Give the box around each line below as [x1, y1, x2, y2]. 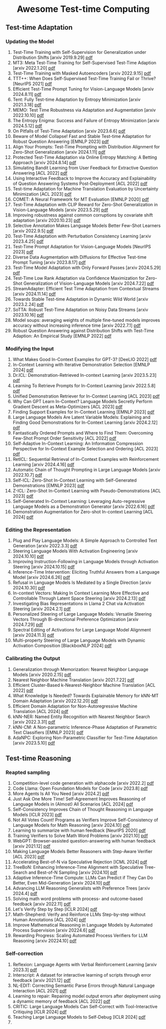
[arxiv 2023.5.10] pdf [12, 740, 55, 746]
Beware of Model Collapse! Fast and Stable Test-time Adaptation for [12, 133, 151, 139]
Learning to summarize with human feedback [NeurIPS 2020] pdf [12, 827, 146, 834]
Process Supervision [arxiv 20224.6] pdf [12, 927, 96, 933]
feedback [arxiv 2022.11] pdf [12, 901, 71, 907]
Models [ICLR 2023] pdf [12, 812, 62, 818]
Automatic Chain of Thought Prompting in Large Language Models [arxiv [12, 467, 161, 473]
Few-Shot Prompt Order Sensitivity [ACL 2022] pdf [12, 435, 117, 441]
